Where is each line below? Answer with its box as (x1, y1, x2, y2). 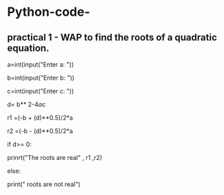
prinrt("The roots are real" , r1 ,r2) (7, 154, 103, 161)
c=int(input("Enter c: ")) (7, 87, 74, 95)
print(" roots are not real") (7, 180, 81, 188)
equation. (7, 42, 50, 54)
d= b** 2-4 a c (7, 100, 46, 108)
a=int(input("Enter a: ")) (7, 60, 74, 69)
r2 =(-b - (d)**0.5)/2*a (7, 127, 74, 135)
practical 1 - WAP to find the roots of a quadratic (7, 32, 217, 43)
